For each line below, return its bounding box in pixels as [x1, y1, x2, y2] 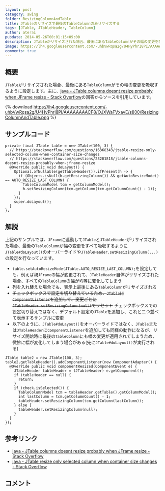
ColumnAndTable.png [5, 114, 49, 121]
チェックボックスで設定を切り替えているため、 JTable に [12, 290, 124, 296]
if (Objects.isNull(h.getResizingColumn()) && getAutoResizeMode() [18, 173, 160, 179]
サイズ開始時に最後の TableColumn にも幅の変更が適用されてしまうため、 [12, 333, 157, 339]
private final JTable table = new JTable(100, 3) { [5, 143, 113, 148]
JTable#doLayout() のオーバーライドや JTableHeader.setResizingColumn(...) [5, 249, 159, 255]
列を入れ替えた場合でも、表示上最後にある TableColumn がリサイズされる [12, 284, 157, 290]
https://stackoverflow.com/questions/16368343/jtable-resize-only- [16, 148, 157, 153]
